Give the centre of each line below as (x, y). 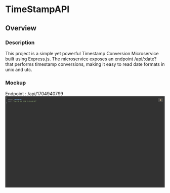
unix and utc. (19, 69)
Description (20, 43)
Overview (21, 28)
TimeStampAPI (37, 9)
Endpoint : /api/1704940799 (34, 94)
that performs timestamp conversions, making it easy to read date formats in (85, 64)
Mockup (16, 83)
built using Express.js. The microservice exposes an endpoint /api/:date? (81, 59)
